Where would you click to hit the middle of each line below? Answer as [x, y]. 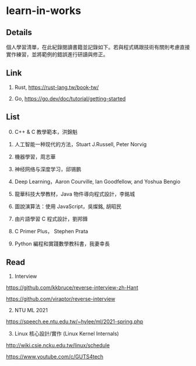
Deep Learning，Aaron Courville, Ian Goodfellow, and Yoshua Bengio [97, 181]
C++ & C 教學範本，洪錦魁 [46, 132]
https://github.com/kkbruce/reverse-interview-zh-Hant [72, 288]
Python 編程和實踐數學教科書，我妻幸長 [62, 243]
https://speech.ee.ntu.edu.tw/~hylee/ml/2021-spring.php [75, 322]
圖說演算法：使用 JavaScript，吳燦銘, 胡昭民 [68, 206]
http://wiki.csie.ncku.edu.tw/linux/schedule [58, 346]
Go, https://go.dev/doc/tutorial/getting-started [70, 98]
